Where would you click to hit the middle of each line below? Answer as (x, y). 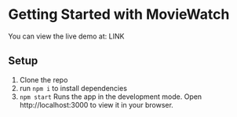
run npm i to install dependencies (73, 88)
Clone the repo (44, 79)
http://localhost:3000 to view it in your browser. (97, 104)
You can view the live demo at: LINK (66, 36)
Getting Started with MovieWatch (119, 15)
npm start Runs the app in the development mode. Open (111, 97)
